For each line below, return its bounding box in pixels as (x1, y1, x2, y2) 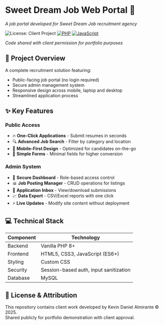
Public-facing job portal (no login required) (12, 76, 100, 83)
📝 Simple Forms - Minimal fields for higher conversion (12, 151, 123, 157)
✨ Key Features (5, 107, 53, 115)
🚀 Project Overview (5, 54, 66, 63)
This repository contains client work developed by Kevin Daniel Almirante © (5, 304, 159, 310)
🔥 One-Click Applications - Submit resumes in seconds (12, 133, 127, 139)
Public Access (5, 122, 41, 129)
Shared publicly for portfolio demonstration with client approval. (5, 315, 135, 321)
